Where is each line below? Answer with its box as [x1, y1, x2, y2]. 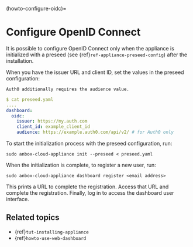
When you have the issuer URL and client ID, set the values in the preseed [6, 69, 184, 76]
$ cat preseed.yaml [6, 96, 54, 102]
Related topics [6, 212, 60, 222]
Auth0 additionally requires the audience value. [6, 86, 130, 92]
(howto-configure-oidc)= [6, 5, 67, 12]
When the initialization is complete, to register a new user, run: [6, 161, 156, 169]
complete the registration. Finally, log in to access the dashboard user [6, 190, 174, 197]
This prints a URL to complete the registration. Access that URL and [6, 183, 169, 190]
